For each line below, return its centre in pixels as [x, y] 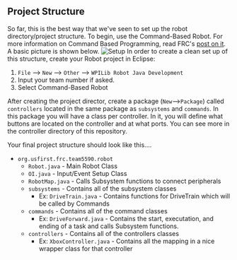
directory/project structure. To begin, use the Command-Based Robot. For [115, 36]
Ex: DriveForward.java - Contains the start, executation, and [126, 218]
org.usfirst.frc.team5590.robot [65, 159]
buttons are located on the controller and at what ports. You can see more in [118, 124]
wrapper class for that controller [86, 248]
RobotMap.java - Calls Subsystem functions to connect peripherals [125, 181]
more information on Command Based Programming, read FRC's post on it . [117, 43]
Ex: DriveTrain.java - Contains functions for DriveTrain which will [134, 196]
